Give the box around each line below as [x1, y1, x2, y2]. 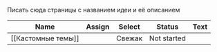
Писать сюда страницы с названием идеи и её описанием [7, 6, 180, 14]
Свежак [116, 34, 143, 43]
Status [156, 22, 179, 31]
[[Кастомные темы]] [10, 34, 79, 43]
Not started [149, 34, 187, 43]
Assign [86, 22, 110, 31]
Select [118, 22, 140, 31]
